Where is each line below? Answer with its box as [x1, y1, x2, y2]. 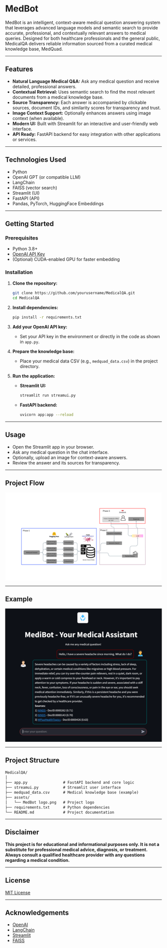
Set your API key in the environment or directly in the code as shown [19, 334, 161, 340]
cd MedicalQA [12, 296, 40, 301]
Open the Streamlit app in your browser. [12, 444, 94, 450]
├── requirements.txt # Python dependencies [5, 805, 110, 810]
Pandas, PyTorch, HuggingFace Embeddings [12, 200, 104, 207]
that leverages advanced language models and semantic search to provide [5, 24, 158, 30]
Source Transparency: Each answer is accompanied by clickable [12, 99, 147, 105]
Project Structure [5, 756, 60, 765]
